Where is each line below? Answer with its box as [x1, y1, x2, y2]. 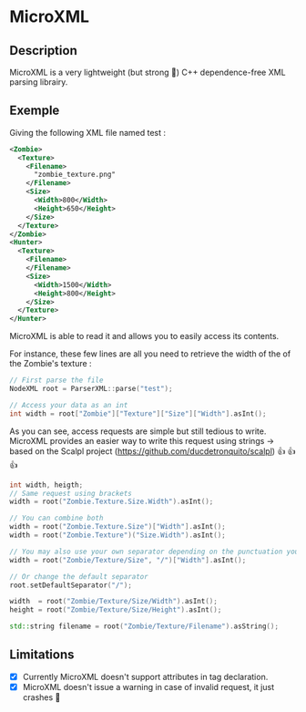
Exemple [9, 103, 60, 119]
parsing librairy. [9, 77, 68, 88]
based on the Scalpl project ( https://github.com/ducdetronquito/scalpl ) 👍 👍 [9, 445, 296, 457]
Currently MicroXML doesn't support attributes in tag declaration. [22, 671, 269, 682]
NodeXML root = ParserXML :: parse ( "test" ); [9, 385, 173, 394]
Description [9, 43, 77, 58]
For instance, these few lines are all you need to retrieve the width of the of [9, 348, 291, 359]
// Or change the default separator [9, 572, 148, 581]
